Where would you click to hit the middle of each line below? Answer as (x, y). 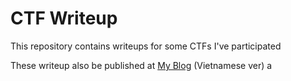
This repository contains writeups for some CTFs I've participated (146, 46)
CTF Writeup (64, 18)
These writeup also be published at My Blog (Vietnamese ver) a (141, 65)
